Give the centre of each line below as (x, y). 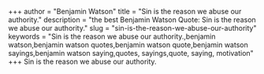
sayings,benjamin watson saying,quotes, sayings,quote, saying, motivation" (131, 53)
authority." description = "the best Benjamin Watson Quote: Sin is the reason (132, 20)
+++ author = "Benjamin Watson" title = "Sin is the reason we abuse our (125, 11)
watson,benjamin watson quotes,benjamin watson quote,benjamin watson (128, 45)
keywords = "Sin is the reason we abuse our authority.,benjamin (112, 36)
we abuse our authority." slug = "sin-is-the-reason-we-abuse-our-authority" (132, 28)
